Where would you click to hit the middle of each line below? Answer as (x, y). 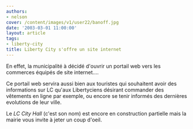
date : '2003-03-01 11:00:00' (42, 28)
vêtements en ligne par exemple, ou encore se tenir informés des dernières (96, 96)
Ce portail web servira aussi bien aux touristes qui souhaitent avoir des (92, 83)
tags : (13, 39)
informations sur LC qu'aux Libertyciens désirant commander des (85, 90)
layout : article (26, 33)
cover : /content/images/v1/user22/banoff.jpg (62, 22)
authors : (17, 11)
